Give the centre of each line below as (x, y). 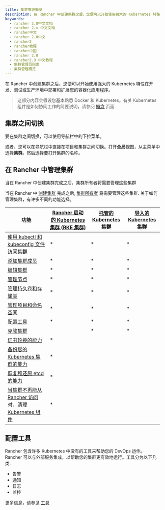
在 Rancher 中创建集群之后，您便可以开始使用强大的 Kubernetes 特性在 (77, 84)
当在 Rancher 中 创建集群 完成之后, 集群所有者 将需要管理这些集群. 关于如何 (82, 193)
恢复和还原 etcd (26, 373)
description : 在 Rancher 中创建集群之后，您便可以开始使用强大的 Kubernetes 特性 (83, 14)
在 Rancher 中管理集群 (39, 170)
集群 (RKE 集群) (68, 227)
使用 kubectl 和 (25, 237)
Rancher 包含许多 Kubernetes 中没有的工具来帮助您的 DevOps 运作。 (75, 451)
